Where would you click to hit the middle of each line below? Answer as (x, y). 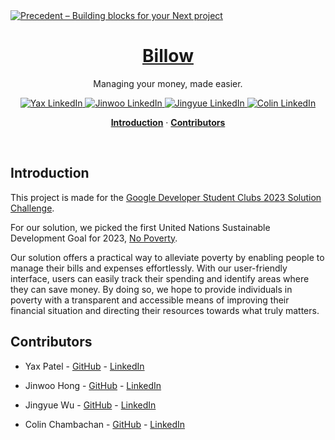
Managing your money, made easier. (168, 83)
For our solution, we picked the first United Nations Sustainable (140, 227)
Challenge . (32, 208)
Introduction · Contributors (168, 122)
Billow (168, 56)
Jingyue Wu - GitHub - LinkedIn (90, 405)
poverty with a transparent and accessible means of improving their (150, 300)
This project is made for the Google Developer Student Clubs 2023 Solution (166, 197)
